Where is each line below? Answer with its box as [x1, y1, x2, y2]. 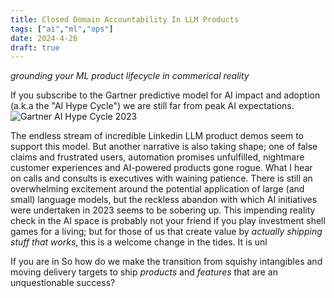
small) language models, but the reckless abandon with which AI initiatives [10, 194, 318, 206]
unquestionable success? [10, 277, 116, 289]
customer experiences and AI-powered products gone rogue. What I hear [10, 162, 313, 174]
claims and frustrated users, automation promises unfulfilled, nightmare [10, 151, 305, 163]
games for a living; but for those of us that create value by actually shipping [10, 226, 323, 238]
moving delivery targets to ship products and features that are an [10, 266, 278, 278]
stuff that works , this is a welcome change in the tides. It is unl [10, 236, 268, 248]
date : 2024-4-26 [10, 33, 78, 43]
